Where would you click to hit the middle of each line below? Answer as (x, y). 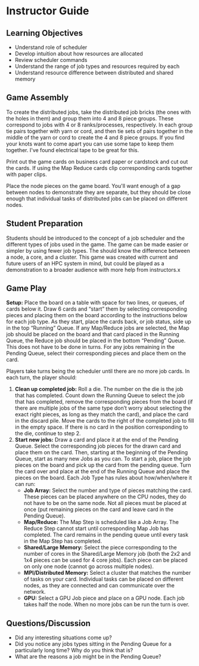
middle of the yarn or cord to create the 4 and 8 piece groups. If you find (95, 137)
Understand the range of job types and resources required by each (97, 66)
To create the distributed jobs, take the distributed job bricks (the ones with (99, 112)
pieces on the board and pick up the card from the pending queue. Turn (103, 465)
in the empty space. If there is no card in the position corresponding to (102, 427)
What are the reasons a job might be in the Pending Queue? (88, 656)
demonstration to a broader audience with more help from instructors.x (93, 270)
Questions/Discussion (49, 623)
